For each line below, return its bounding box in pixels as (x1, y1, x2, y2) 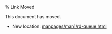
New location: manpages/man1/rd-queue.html (12, 23, 107, 29)
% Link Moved (5, 4, 35, 10)
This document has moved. (5, 14, 61, 19)
